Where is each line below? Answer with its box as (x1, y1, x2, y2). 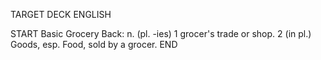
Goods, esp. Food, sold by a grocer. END (10, 39, 178, 50)
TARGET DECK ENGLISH (10, 9, 112, 20)
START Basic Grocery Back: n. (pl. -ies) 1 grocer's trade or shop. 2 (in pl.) (10, 28, 312, 39)
